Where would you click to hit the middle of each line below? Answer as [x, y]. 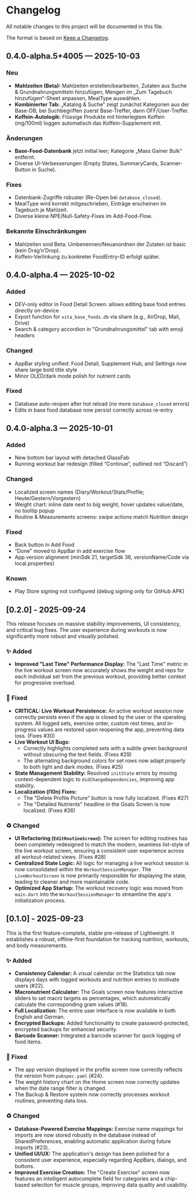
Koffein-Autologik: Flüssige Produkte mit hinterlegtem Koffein [90, 117]
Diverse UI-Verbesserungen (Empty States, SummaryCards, [87, 163]
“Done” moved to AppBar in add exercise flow [70, 551]
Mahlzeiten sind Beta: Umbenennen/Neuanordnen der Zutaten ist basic [100, 244]
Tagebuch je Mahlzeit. [41, 210]
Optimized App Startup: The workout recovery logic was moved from [99, 888]
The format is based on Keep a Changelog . [58, 37]
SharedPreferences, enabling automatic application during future [93, 1141]
